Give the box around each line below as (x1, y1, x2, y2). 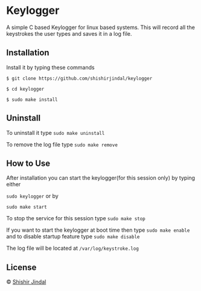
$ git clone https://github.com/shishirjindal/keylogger (6, 75, 153, 82)
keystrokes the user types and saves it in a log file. (6, 30, 132, 37)
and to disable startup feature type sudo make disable (6, 233, 140, 240)
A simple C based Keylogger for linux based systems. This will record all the (6, 24, 195, 31)
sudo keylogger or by (6, 192, 59, 200)
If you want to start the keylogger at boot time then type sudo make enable (6, 226, 190, 234)
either (6, 181, 21, 188)
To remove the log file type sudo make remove (6, 140, 118, 148)
